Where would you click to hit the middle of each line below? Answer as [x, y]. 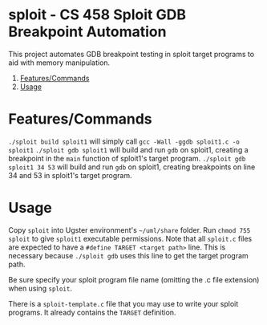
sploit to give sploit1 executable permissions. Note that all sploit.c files [130, 238]
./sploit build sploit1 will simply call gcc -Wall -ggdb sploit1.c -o [124, 141]
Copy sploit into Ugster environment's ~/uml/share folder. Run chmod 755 [129, 230]
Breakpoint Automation [87, 32]
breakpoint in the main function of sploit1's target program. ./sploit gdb [127, 158]
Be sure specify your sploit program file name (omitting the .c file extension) [134, 279]
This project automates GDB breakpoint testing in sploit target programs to [131, 54]
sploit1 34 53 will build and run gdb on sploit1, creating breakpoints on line [132, 167]
